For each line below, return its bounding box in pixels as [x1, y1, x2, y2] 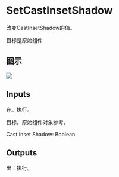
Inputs [6, 89, 31, 99]
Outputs [6, 148, 37, 158]
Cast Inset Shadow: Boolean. [6, 130, 77, 138]
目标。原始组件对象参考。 [6, 118, 69, 126]
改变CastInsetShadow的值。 [6, 24, 76, 31]
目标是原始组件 [6, 36, 43, 44]
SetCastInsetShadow [6, 4, 113, 17]
